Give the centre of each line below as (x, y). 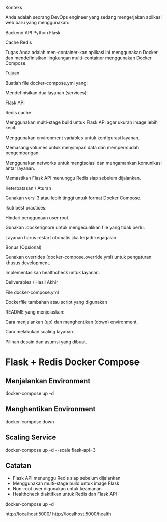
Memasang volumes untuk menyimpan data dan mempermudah (72, 148)
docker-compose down (30, 421)
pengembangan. (22, 153)
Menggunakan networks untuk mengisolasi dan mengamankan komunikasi (83, 163)
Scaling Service (31, 438)
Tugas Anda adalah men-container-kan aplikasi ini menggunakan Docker (81, 52)
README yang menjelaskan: (35, 312)
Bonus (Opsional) (23, 247)
